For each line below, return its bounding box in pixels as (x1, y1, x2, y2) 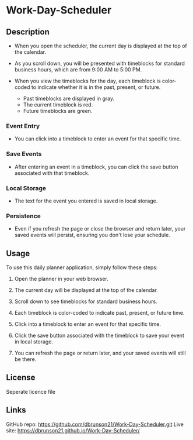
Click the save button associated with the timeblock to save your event (14, 332, 185, 339)
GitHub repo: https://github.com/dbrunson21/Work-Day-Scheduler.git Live (6, 421, 184, 428)
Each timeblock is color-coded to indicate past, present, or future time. (14, 310, 185, 316)
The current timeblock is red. (23, 101, 93, 108)
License (6, 373, 36, 383)
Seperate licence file (6, 388, 55, 395)
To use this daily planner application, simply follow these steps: (6, 264, 158, 271)
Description (6, 27, 50, 37)
